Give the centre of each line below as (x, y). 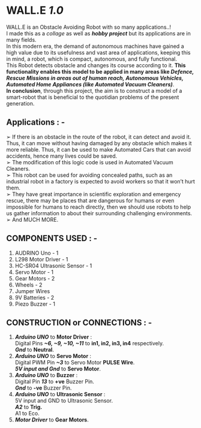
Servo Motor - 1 (34, 272)
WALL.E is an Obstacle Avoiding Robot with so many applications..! (89, 27)
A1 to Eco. (27, 414)
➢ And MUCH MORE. (32, 219)
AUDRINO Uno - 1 (37, 253)
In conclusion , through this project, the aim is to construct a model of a (94, 91)
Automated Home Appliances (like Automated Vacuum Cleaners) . (90, 84)
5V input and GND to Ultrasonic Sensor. (64, 401)
